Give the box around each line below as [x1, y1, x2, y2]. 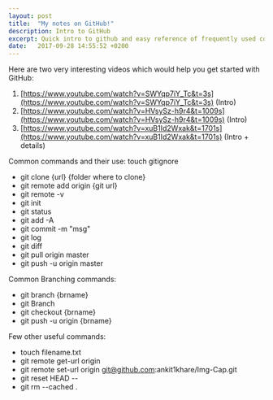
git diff [19, 241, 43, 251]
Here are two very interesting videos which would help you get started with [8, 64, 260, 74]
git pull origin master [19, 250, 89, 260]
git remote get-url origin [19, 356, 101, 366]
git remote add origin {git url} [19, 180, 118, 191]
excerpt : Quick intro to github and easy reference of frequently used [8, 34, 256, 43]
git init [19, 198, 41, 208]
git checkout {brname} [19, 307, 96, 317]
